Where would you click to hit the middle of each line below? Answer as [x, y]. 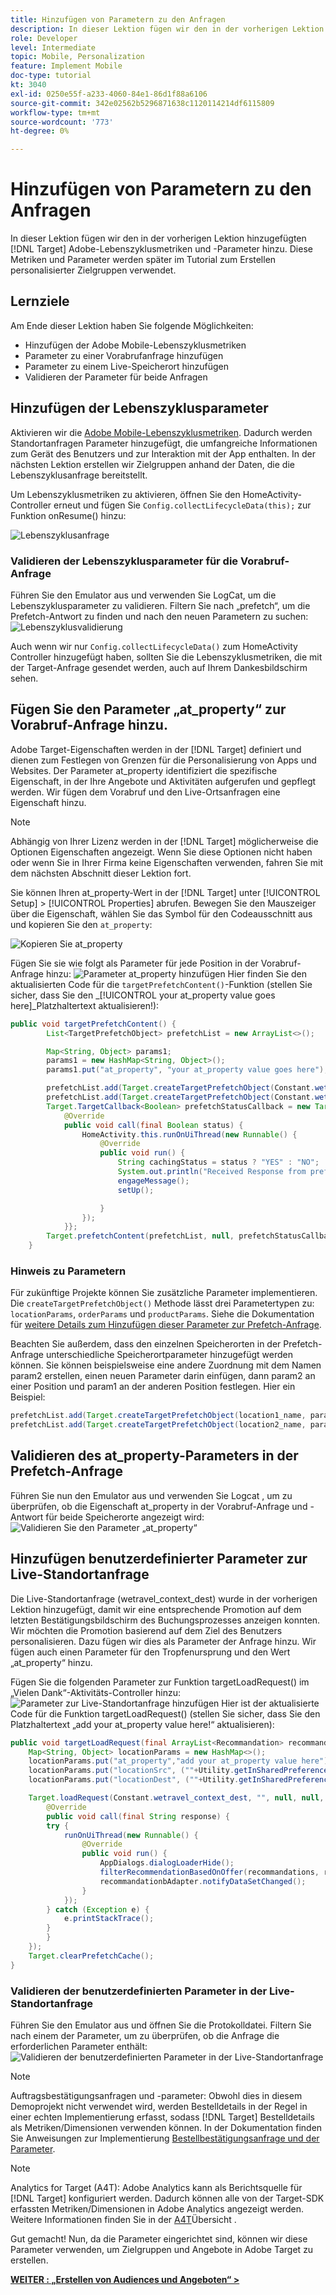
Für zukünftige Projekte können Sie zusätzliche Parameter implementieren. [164, 1293]
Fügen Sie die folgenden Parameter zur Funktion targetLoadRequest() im [160, 1682]
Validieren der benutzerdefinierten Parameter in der [139, 1991]
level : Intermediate [53, 47]
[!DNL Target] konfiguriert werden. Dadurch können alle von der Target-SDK [167, 2198]
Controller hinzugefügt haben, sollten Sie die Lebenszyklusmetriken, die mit [166, 657]
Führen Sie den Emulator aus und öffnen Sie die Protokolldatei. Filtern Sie [161, 2025]
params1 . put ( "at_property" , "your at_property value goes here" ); [187, 1070]
